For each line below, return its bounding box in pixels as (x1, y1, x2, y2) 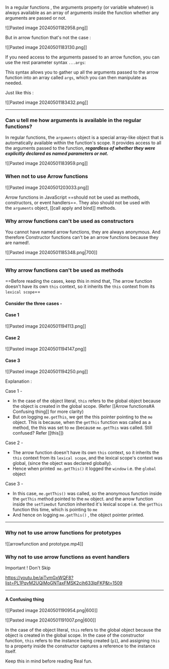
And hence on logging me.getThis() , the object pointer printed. (12, 512, 144, 518)
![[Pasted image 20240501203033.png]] (5, 184, 89, 191)
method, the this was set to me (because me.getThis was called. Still (12, 424, 152, 431)
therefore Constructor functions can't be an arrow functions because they (5, 234, 159, 240)
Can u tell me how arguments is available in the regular (5, 116, 142, 124)
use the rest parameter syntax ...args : (5, 59, 86, 65)
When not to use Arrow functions (5, 173, 88, 180)
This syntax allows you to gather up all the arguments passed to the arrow (5, 69, 159, 75)
